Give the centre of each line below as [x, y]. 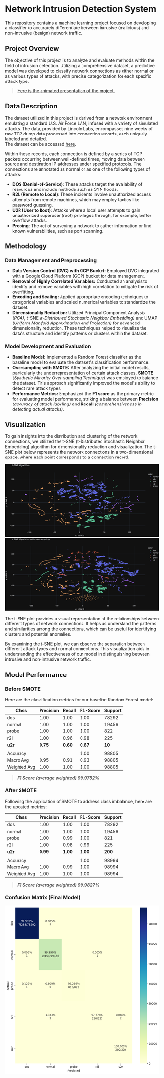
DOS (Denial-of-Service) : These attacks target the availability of [77, 184]
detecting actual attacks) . [38, 409]
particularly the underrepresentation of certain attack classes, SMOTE [83, 373]
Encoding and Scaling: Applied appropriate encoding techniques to [80, 297]
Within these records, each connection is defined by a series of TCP [74, 154]
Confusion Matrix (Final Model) [43, 897]
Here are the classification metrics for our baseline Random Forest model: [79, 700]
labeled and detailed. [26, 139]
